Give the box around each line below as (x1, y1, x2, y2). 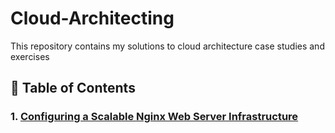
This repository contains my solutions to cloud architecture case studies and (10, 40, 325, 52)
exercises (10, 50, 50, 62)
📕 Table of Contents (10, 80, 136, 97)
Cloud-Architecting (10, 7, 175, 30)
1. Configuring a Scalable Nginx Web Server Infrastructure (10, 110, 299, 124)
